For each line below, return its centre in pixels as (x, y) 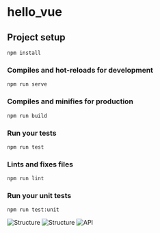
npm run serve (27, 84)
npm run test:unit (33, 210)
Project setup (37, 37)
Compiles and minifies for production (70, 101)
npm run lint (26, 179)
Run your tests (32, 133)
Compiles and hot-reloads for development (80, 70)
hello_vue (35, 12)
